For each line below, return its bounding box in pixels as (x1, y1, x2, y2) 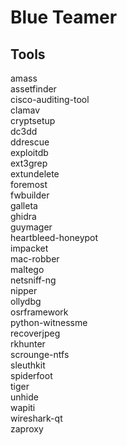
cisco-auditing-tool (10, 94, 90, 105)
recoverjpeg (10, 327, 61, 339)
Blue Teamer (10, 6, 118, 29)
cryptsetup (10, 115, 56, 126)
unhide (10, 391, 39, 403)
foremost (10, 179, 48, 190)
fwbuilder (10, 189, 50, 201)
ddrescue (10, 136, 50, 148)
